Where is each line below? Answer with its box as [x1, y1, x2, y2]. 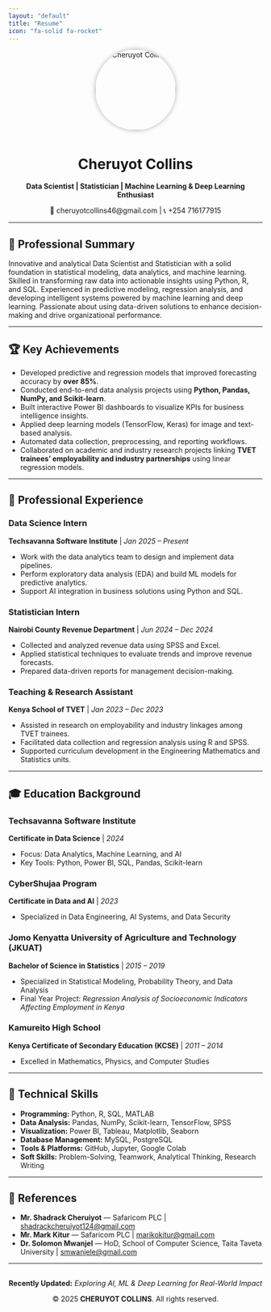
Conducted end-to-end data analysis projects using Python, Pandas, [19, 385, 251, 395]
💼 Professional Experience [8, 493, 144, 507]
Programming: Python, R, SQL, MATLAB [19, 1109, 155, 1119]
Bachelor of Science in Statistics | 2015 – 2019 [8, 960, 165, 971]
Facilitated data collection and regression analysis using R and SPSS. [19, 738, 250, 747]
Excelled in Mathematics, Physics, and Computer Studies [19, 1056, 210, 1066]
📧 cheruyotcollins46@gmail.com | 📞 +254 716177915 [49, 205, 222, 215]
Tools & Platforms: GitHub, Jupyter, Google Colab [19, 1143, 187, 1153]
